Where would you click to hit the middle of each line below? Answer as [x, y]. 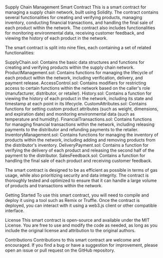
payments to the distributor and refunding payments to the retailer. [72, 129]
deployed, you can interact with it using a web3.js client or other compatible [81, 205]
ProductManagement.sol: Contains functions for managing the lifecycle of [79, 72]
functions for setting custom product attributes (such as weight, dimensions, [82, 109]
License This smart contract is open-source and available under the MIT [77, 220]
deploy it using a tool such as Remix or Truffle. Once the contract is [72, 200]
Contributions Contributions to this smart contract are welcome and [73, 240]
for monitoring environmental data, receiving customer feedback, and [75, 33]
